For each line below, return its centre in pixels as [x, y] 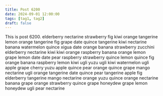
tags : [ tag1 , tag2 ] [25, 18]
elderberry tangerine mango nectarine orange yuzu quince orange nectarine [82, 78]
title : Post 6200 [23, 9]
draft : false [18, 23]
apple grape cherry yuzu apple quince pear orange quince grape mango [78, 68]
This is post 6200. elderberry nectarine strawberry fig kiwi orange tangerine [81, 37]
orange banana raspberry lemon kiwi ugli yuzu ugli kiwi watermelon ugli [77, 63]
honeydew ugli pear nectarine [35, 88]
